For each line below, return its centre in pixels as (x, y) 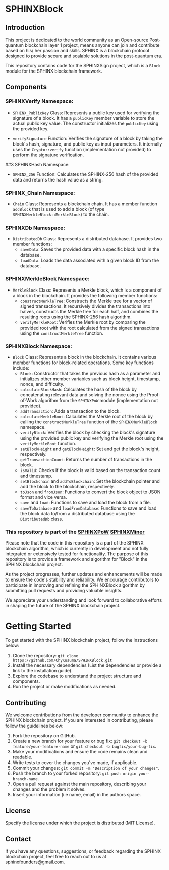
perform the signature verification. (48, 155)
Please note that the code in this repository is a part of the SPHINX (74, 543)
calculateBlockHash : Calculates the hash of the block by (78, 389)
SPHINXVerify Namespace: (39, 101)
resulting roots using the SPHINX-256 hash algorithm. (76, 317)
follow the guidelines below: (34, 726)
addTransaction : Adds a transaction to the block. (70, 411)
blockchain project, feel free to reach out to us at (56, 856)
